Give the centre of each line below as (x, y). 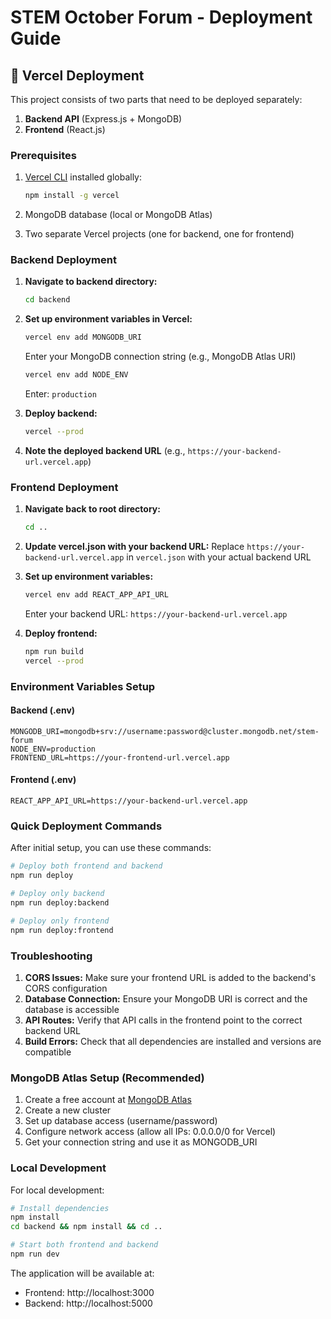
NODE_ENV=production (53, 749)
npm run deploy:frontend (62, 930)
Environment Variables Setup (83, 686)
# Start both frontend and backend (84, 1245)
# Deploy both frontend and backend (86, 866)
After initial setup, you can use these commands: (111, 848)
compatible (48, 1052)
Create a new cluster (68, 1110)
